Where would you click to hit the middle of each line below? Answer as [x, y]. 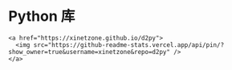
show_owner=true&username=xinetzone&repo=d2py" [90, 52]
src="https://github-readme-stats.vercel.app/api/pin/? [129, 45]
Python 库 [42, 16]
